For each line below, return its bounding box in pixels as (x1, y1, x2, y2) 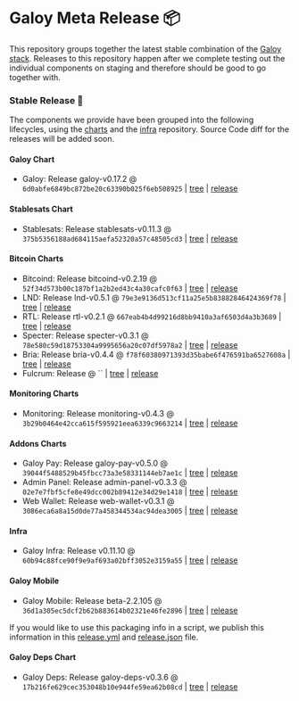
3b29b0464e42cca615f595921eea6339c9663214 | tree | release (21, 417, 238, 429)
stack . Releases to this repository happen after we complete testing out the (9, 53, 286, 63)
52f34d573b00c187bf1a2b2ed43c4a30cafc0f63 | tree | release (21, 283, 238, 293)
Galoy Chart (9, 153, 55, 164)
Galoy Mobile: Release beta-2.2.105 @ (21, 595, 162, 606)
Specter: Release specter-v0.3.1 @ (21, 330, 149, 341)
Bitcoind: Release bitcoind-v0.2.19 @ (21, 273, 158, 284)
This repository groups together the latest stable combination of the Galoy (9, 43, 282, 54)
